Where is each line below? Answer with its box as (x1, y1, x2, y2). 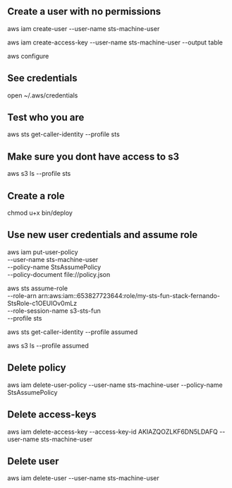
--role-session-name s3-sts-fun (7, 307, 101, 315)
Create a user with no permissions (7, 6, 161, 18)
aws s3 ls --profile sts (7, 169, 71, 178)
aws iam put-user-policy (7, 247, 79, 256)
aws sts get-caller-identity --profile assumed (7, 328, 138, 336)
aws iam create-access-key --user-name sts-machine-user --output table (7, 38, 224, 47)
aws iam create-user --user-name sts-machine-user (7, 24, 160, 32)
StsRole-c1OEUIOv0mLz (7, 299, 78, 307)
